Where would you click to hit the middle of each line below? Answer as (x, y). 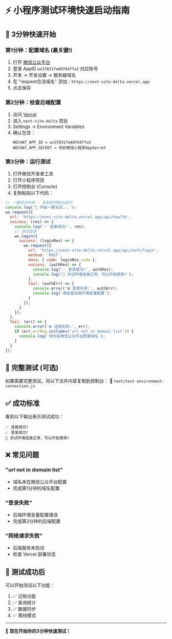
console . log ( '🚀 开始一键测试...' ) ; (41, 208)
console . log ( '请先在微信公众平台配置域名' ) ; (62, 336)
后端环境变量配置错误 (35, 515)
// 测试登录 (26, 231)
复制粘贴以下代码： (33, 193)
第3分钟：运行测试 (28, 162)
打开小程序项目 (28, 180)
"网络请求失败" (24, 536)
